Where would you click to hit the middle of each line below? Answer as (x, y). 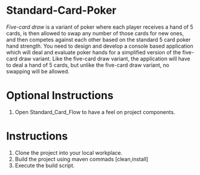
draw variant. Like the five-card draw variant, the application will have (104, 59)
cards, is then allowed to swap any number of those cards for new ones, (95, 33)
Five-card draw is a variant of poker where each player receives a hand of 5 (100, 27)
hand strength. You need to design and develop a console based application (100, 46)
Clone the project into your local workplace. (69, 152)
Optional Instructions (60, 96)
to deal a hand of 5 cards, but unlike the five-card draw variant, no (88, 65)
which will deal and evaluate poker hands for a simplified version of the (94, 52)
